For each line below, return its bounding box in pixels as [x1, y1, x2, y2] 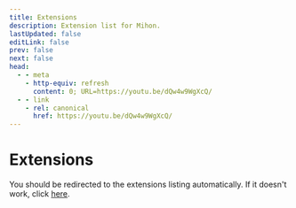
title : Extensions [9, 12, 77, 22]
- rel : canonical [25, 104, 90, 112]
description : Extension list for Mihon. [9, 21, 162, 30]
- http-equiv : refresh [25, 79, 109, 88]
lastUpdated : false [9, 29, 82, 38]
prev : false [9, 46, 53, 55]
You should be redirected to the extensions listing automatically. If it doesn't [9, 179, 287, 190]
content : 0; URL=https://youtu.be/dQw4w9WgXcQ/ [32, 87, 213, 96]
